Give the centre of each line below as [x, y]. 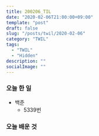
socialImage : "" [26, 67]
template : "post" [27, 22]
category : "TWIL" [27, 39]
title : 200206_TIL [29, 12]
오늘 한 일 [19, 88]
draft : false [22, 28]
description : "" [26, 61]
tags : [13, 45]
